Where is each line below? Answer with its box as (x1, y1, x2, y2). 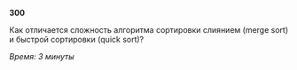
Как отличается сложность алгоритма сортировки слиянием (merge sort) (9, 25, 289, 35)
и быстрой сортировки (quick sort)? (9, 35, 145, 44)
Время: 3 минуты (9, 51, 75, 61)
